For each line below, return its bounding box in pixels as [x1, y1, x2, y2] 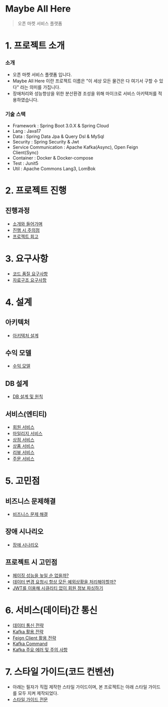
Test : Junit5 [12, 160, 39, 166]
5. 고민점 [5, 475, 40, 487]
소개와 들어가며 [12, 221, 43, 227]
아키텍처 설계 [12, 332, 39, 338]
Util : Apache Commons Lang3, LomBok [12, 165, 96, 172]
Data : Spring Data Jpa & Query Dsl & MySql [12, 133, 104, 139]
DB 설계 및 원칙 [12, 393, 43, 399]
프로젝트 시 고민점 [5, 558, 58, 567]
